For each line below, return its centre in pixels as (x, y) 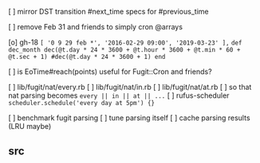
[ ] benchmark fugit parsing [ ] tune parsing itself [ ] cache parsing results (129, 118)
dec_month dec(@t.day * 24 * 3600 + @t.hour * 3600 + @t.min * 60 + (124, 50)
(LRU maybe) (30, 126)
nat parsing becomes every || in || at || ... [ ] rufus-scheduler (119, 95)
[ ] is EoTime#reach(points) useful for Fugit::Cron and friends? (110, 72)
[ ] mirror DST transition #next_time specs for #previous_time (108, 12)
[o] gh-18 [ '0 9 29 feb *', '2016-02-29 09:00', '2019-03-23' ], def (125, 42)
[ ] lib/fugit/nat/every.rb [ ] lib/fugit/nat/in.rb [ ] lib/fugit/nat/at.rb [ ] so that (130, 87)
